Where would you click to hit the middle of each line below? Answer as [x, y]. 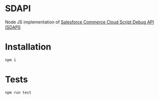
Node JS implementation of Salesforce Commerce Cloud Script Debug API [79, 22]
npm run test [18, 92]
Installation [28, 47]
